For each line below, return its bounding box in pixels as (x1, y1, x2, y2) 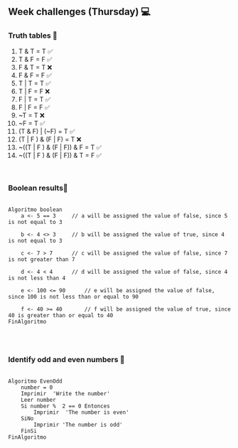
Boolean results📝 (8, 183, 68, 193)
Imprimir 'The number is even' (33, 409, 130, 416)
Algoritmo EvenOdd (8, 378, 63, 385)
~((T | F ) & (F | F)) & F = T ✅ (18, 143, 102, 151)
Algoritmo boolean (8, 206, 63, 213)
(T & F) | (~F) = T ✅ (18, 127, 75, 135)
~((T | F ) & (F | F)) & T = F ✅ (18, 151, 102, 159)
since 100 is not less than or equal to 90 (8, 293, 139, 300)
